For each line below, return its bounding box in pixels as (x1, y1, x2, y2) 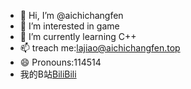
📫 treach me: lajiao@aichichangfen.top (19, 42, 181, 54)
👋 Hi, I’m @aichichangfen (19, 10, 124, 21)
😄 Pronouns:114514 (19, 56, 102, 68)
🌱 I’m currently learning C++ (19, 31, 137, 42)
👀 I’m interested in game (19, 20, 120, 32)
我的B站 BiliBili (19, 68, 77, 80)
